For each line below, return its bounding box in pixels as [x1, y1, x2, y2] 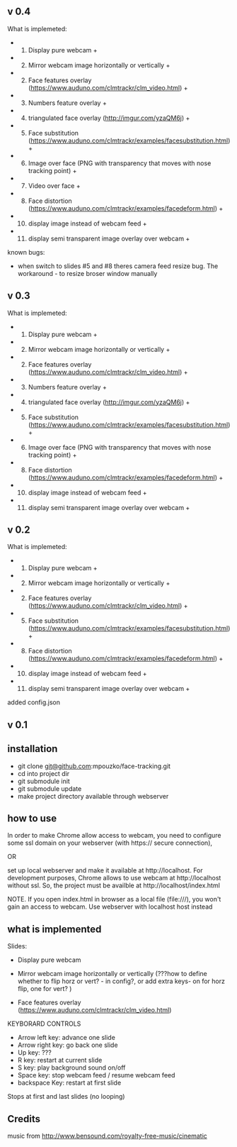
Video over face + [28, 181, 81, 190]
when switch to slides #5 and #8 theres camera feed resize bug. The [17, 262, 219, 270]
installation [7, 743, 58, 755]
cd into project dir [17, 769, 70, 777]
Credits [7, 1113, 41, 1125]
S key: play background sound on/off [17, 1063, 126, 1072]
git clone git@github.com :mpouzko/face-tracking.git [17, 762, 171, 770]
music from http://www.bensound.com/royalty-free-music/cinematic [7, 1131, 207, 1141]
